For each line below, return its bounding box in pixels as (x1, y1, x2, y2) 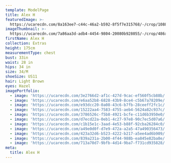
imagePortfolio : (5, 88, 40, 94)
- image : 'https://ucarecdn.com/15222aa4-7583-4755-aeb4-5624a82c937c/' (10, 107, 167, 112)
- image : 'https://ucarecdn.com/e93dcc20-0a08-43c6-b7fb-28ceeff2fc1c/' (10, 103, 167, 108)
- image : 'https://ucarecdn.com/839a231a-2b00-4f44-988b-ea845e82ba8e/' (10, 136, 167, 141)
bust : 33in (5, 55, 28, 60)
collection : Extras (5, 41, 47, 46)
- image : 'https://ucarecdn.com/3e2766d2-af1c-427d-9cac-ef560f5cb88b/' (10, 93, 167, 98)
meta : (5, 145, 17, 151)
